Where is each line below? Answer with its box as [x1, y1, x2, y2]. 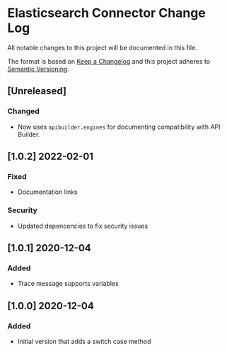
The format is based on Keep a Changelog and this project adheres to [7, 57, 211, 65]
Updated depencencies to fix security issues [17, 221, 149, 230]
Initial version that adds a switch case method [17, 337, 151, 345]
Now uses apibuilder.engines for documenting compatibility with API [17, 122, 221, 131]
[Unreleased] [7, 85, 67, 97]
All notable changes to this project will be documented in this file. [7, 43, 198, 52]
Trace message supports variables [17, 280, 119, 288]
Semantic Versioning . [7, 64, 69, 73]
